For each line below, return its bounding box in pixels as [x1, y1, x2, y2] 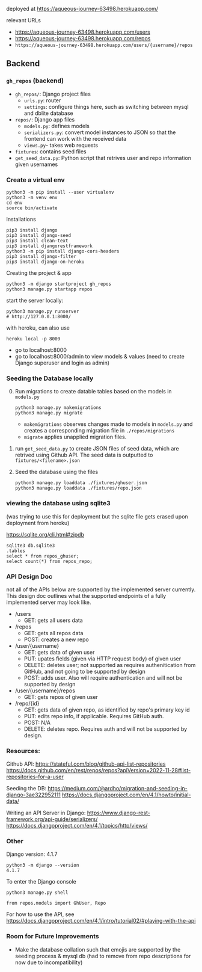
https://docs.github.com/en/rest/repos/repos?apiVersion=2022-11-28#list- [6, 767, 191, 774]
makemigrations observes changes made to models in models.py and [23, 420, 193, 428]
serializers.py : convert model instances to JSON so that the [23, 129, 176, 136]
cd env [6, 200, 23, 206]
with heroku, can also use [6, 324, 70, 331]
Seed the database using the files [14, 469, 98, 476]
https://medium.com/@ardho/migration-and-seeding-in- [47, 785, 188, 792]
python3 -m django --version [6, 863, 79, 869]
